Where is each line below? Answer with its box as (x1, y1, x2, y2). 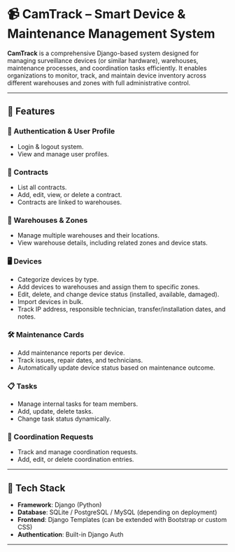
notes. (17, 312, 36, 321)
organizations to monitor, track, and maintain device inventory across (7, 71, 206, 80)
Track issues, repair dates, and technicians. (17, 356, 143, 364)
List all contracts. (17, 183, 67, 191)
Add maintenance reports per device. (17, 348, 125, 357)
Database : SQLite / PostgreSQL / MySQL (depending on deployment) (17, 508, 218, 516)
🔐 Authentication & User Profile (7, 126, 115, 136)
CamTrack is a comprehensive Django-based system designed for (7, 49, 199, 57)
